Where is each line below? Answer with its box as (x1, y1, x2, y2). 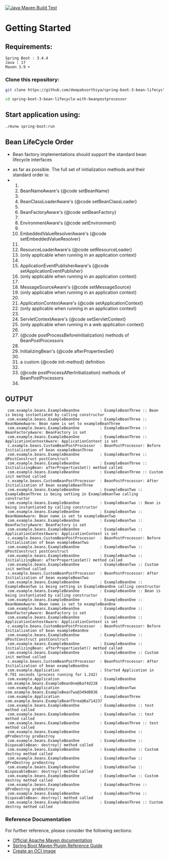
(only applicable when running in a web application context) (20, 321, 144, 327)
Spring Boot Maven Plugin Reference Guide (12, 842, 103, 848)
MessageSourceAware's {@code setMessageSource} (20, 284, 132, 290)
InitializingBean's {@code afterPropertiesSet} (20, 348, 114, 354)
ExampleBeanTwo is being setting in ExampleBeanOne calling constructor (5, 584, 161, 589)
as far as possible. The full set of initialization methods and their (12, 166, 145, 172)
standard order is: (12, 172, 50, 178)
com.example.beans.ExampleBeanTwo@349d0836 (5, 690, 98, 695)
